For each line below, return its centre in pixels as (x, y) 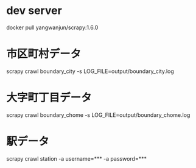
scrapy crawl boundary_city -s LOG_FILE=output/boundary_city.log (90, 71)
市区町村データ (44, 54)
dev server (34, 11)
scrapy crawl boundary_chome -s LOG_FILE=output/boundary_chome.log (98, 115)
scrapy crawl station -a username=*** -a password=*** (77, 158)
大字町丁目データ (49, 98)
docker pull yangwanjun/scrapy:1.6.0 (52, 27)
